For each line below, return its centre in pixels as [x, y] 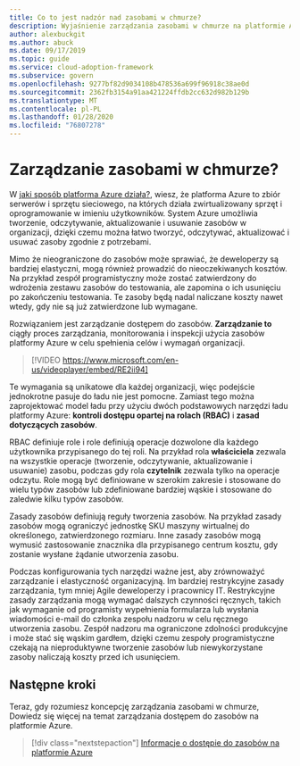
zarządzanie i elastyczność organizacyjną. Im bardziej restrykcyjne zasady [147, 580]
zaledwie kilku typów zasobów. [67, 499]
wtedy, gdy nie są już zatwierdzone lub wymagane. [104, 306]
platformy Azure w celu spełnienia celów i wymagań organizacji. [127, 342]
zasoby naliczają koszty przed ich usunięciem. [95, 656]
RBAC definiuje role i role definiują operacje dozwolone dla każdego [134, 442]
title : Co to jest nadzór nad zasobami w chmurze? [105, 17]
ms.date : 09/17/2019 [48, 51]
